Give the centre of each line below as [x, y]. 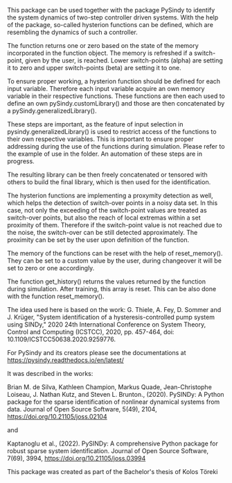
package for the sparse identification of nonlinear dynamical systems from [114, 402]
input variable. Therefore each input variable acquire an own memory [106, 89]
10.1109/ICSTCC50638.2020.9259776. [62, 339]
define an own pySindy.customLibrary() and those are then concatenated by [116, 103]
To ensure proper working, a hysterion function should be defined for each [114, 81]
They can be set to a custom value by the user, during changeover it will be [114, 261]
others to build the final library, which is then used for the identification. [109, 182]
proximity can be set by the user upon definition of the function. [98, 240]
